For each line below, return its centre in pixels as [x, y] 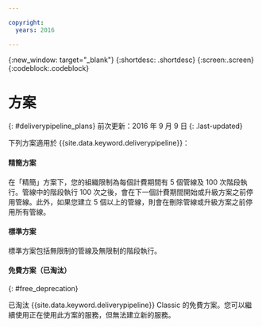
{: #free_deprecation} [43, 289]
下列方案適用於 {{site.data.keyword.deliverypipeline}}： [99, 143]
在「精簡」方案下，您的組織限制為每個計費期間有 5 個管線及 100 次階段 [124, 182]
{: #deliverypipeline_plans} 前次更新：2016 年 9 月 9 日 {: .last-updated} [126, 126]
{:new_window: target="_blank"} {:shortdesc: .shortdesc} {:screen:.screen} [131, 60]
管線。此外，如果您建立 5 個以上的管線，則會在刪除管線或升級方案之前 [130, 202]
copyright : [26, 22]
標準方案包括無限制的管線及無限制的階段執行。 [85, 251]
